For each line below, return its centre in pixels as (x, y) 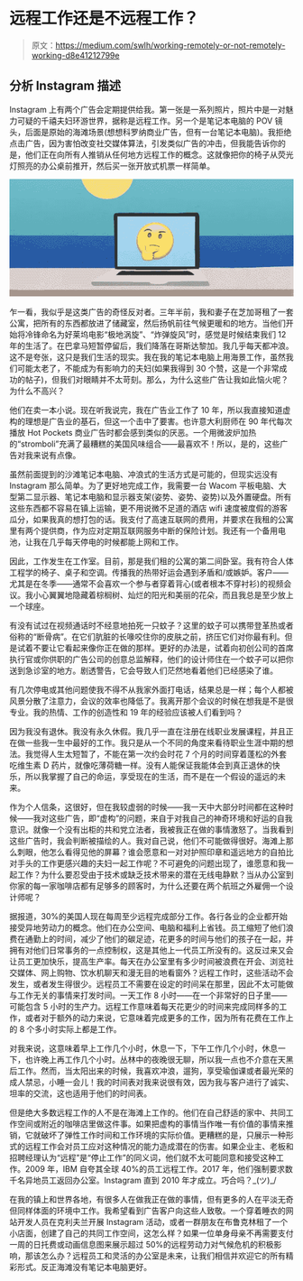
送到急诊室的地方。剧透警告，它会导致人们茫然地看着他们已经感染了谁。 (143, 671)
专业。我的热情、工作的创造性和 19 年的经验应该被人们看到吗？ (126, 713)
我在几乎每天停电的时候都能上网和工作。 (108, 542)
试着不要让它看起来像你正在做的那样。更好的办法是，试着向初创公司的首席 (155, 648)
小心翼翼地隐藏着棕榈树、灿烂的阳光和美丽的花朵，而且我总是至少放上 (163, 595)
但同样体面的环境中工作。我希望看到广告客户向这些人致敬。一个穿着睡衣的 (147, 1211)
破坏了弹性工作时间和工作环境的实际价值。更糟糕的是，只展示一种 (163, 1135)
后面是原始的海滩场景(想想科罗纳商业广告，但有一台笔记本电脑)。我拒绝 (158, 132)
